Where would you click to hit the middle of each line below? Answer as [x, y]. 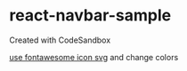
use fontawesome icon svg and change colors [94, 57]
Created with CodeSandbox [60, 40]
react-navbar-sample [90, 16]
